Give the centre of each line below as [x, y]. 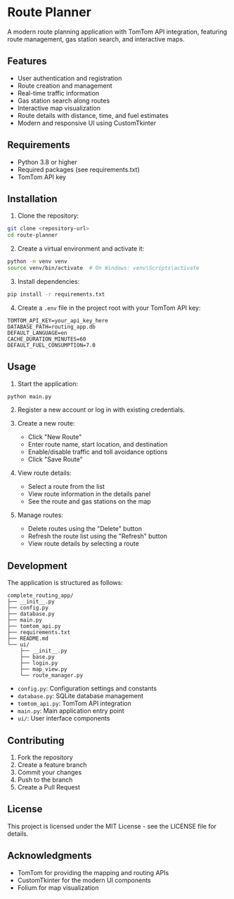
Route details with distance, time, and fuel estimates [93, 115]
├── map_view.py [44, 669]
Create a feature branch [52, 765]
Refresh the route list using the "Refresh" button [97, 536]
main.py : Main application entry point [71, 711]
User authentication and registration [70, 78]
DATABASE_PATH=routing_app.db [52, 327]
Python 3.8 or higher [47, 162]
